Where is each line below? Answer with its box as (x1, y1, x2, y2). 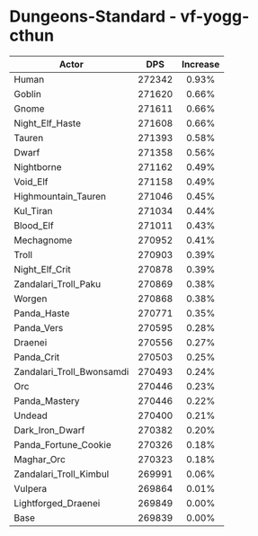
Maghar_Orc (13, 452, 66, 465)
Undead (13, 409, 48, 422)
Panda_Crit (13, 351, 60, 363)
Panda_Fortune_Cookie (13, 438, 111, 451)
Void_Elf (13, 175, 49, 188)
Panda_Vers (13, 321, 64, 334)
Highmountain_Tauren (13, 190, 106, 202)
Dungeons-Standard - (9, 6, 177, 27)
